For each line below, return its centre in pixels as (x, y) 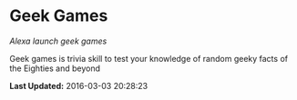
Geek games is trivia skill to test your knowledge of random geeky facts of (149, 58)
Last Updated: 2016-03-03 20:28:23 (79, 85)
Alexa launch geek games (58, 41)
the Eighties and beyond (55, 68)
